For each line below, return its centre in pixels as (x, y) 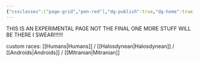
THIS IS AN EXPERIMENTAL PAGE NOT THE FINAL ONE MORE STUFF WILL (99, 28)
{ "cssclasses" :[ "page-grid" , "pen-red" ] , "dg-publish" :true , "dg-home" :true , (101, 12)
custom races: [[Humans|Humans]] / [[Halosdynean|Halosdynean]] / (90, 46)
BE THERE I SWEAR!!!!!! (35, 35)
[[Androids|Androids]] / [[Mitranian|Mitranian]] (63, 52)
